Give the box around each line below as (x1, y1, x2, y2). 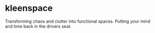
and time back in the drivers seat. (5, 23, 71, 29)
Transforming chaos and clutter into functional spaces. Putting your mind (5, 18, 151, 24)
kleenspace (5, 3, 53, 14)
